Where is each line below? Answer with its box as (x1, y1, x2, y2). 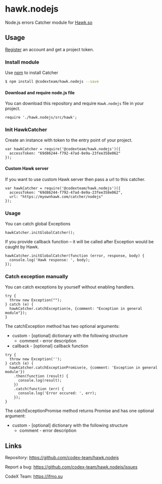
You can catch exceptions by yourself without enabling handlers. (5, 284, 135, 290)
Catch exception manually (5, 273, 69, 280)
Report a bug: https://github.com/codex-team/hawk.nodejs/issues (5, 464, 138, 470)
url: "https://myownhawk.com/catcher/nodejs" (9, 194, 104, 199)
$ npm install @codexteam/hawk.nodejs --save (5, 79, 99, 84)
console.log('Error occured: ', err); (18, 391, 97, 396)
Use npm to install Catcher (5, 70, 58, 76)
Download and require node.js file (5, 90, 75, 95)
